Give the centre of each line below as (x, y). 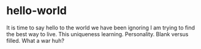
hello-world (37, 11)
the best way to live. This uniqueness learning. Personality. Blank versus (97, 34)
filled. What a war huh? (35, 40)
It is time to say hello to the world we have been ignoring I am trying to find (100, 28)
